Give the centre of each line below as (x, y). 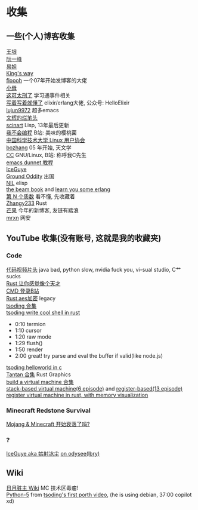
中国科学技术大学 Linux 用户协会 (46, 140)
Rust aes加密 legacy (31, 298)
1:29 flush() (29, 343)
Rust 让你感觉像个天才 (33, 283)
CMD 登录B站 (23, 291)
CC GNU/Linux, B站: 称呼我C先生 (46, 155)
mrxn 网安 (18, 218)
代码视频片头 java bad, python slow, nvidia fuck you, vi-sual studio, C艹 (94, 269)
